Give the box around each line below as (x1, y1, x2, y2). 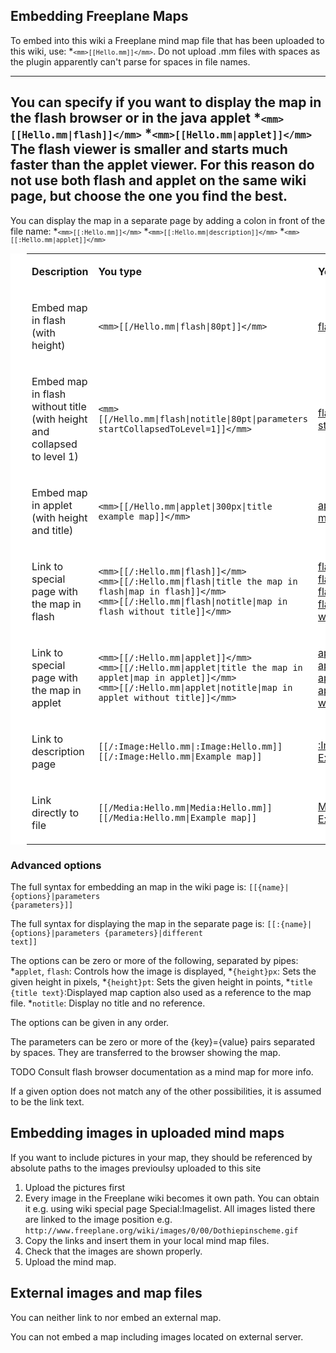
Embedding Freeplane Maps (10, 8, 189, 25)
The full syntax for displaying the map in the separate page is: (10, 917, 265, 929)
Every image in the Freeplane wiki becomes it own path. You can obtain (24, 1192, 320, 1204)
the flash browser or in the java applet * (10, 110, 262, 127)
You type (98, 264, 142, 278)
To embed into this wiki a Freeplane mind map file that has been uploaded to (10, 34, 325, 46)
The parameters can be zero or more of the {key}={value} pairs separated (10, 1035, 316, 1048)
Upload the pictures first (24, 1181, 126, 1193)
